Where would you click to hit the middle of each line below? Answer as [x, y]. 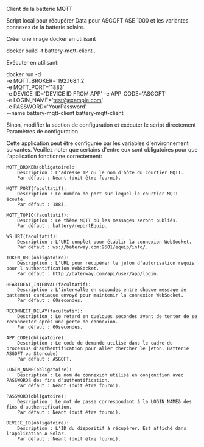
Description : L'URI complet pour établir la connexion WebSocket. [104, 242]
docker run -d [24, 74]
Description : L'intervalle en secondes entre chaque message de [102, 290]
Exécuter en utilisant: [33, 62]
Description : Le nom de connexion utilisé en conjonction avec [100, 375]
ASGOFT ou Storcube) [33, 354]
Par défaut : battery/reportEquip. [62, 226]
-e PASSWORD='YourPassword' [47, 107]
